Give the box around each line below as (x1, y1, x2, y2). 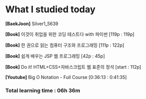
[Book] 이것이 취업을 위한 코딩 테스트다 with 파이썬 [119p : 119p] (5, 31, 135, 37)
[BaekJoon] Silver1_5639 (5, 21, 59, 27)
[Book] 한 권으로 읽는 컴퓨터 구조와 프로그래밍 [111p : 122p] (5, 42, 124, 48)
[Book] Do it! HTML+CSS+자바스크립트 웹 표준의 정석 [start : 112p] (5, 64, 141, 70)
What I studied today (5, 4, 96, 15)
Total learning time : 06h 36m (5, 87, 80, 94)
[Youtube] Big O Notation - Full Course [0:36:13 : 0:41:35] (5, 74, 127, 80)
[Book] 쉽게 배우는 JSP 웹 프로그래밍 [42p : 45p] (5, 53, 105, 59)
